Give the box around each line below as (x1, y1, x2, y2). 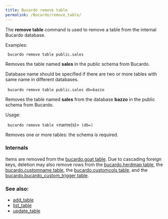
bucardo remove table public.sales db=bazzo (7, 87, 104, 93)
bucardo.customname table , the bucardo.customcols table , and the (5, 167, 148, 173)
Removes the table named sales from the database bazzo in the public (5, 96, 155, 102)
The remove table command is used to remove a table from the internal (5, 26, 157, 32)
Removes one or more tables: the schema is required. (5, 132, 119, 138)
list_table (12, 203, 32, 209)
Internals (5, 144, 28, 152)
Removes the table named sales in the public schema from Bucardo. (5, 61, 150, 67)
